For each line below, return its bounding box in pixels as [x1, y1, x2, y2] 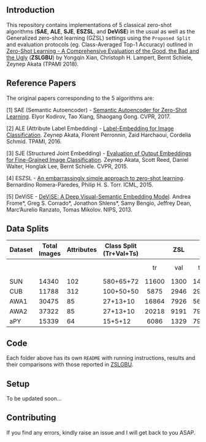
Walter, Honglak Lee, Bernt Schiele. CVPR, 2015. [6, 162, 129, 170]
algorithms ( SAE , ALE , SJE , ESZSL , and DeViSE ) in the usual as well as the [6, 28, 195, 35]
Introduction [6, 5, 55, 15]
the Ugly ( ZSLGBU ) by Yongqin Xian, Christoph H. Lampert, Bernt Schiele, [6, 53, 193, 61]
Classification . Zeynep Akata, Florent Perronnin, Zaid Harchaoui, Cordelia [6, 131, 191, 139]
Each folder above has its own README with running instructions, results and [6, 354, 196, 362]
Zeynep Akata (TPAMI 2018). [6, 60, 79, 67]
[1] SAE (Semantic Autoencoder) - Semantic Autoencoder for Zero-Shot [6, 106, 187, 113]
